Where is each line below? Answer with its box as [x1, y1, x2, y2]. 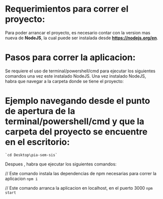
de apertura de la [5, 106, 75, 117]
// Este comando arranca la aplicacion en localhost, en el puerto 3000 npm [5, 185, 153, 191]
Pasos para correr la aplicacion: [5, 52, 136, 63]
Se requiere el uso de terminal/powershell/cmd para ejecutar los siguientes [5, 68, 156, 74]
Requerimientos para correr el [5, 3, 129, 15]
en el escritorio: [5, 137, 70, 148]
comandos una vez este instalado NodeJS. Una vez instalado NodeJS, [5, 73, 146, 79]
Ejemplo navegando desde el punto [5, 96, 150, 106]
